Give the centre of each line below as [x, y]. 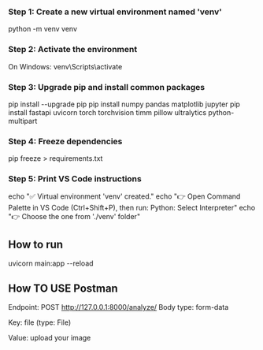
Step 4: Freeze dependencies [65, 141]
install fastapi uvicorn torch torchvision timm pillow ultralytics [107, 112]
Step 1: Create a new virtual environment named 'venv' [115, 12]
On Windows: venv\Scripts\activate [65, 66]
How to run [36, 244]
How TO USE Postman [63, 288]
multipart [23, 121]
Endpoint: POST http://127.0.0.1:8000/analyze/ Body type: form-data [119, 307]
